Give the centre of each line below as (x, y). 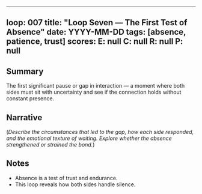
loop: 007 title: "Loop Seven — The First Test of (97, 23)
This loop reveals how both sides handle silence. (75, 184)
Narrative (24, 117)
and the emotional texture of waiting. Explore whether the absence (89, 138)
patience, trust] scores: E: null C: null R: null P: (95, 42)
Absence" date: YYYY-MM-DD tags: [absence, (96, 32)
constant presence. (30, 99)
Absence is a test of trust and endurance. (66, 178)
